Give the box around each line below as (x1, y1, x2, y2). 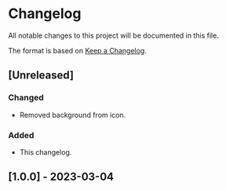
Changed (8, 92, 45, 103)
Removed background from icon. (19, 110, 126, 119)
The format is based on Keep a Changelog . (8, 46, 147, 55)
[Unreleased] (8, 68, 75, 82)
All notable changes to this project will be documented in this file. (8, 31, 220, 40)
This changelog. (19, 147, 72, 157)
